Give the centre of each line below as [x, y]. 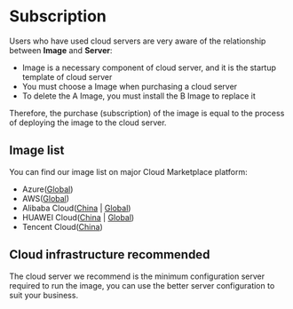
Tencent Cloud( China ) [63, 226]
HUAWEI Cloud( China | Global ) [78, 217]
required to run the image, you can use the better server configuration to [142, 285]
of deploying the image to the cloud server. [88, 123]
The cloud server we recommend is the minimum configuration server [137, 276]
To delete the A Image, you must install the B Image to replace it [139, 96]
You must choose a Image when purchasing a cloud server [130, 86]
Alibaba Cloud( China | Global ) [76, 208]
